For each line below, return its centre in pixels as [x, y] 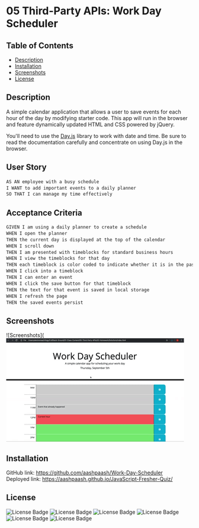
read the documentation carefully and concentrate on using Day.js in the [94, 142]
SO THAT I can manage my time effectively [59, 194]
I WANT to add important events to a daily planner [71, 188]
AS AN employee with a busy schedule [53, 182]
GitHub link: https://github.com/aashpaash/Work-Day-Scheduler [84, 473]
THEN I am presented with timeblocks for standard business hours [90, 252]
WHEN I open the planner [37, 233]
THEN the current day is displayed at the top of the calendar [86, 240]
